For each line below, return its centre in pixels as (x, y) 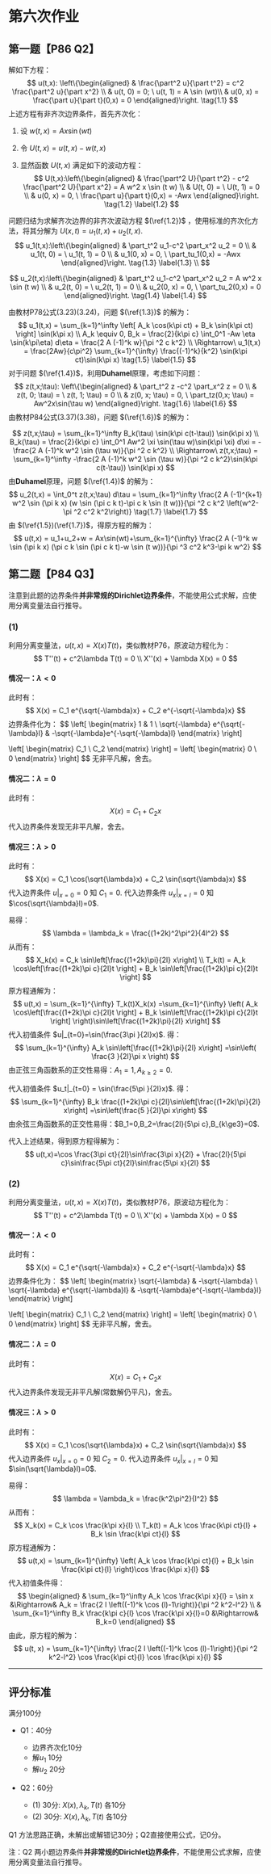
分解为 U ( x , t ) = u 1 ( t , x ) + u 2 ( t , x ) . (90, 232)
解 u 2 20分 (49, 1770)
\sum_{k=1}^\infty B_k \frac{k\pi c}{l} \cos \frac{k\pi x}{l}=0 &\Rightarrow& (135, 1613)
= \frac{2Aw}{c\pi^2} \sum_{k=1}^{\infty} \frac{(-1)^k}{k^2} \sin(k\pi (135, 351)
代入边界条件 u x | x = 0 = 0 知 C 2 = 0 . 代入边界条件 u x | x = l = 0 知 (113, 1459)
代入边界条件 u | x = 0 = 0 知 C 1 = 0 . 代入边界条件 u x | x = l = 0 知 (111, 894)
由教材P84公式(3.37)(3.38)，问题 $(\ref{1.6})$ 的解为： (100, 417)
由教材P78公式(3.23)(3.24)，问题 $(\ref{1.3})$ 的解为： (100, 312)
